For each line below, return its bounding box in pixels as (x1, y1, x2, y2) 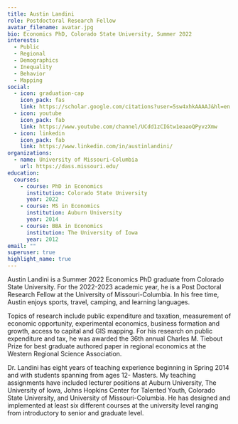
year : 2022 (26, 196, 59, 203)
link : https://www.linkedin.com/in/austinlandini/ (20, 143, 173, 150)
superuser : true (7, 249, 55, 257)
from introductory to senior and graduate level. (7, 409, 144, 417)
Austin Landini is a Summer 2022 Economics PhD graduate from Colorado (7, 275, 225, 284)
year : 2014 (26, 216, 59, 223)
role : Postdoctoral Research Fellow (7, 17, 116, 24)
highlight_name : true (7, 256, 72, 263)
